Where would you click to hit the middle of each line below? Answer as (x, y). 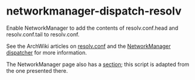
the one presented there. (37, 70)
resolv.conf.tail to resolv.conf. (43, 34)
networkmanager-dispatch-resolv (94, 11)
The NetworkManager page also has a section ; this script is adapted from (98, 64)
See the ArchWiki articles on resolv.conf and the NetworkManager (88, 46)
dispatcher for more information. (47, 52)
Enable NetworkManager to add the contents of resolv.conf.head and (92, 28)
